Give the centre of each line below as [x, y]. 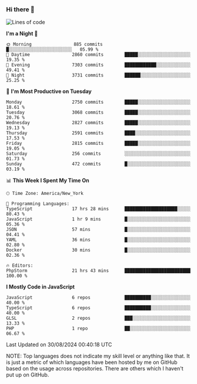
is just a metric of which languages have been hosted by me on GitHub [92, 362]
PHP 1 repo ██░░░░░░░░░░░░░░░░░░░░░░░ [98, 329]
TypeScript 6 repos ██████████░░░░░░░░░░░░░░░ [98, 308]
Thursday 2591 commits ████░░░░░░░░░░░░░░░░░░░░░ [98, 133]
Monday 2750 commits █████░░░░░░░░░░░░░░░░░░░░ [98, 102]
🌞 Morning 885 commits [54, 44]
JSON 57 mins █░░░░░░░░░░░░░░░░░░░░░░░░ [98, 230]
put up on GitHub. [28, 375]
